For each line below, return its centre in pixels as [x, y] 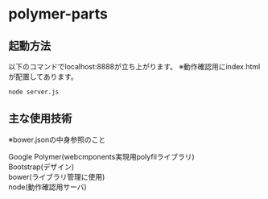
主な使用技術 [40, 119]
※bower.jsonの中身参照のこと [57, 139]
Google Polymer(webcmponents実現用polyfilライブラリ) [101, 156]
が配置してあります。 [43, 77]
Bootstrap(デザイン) [41, 167]
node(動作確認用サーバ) [47, 187]
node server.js [34, 92]
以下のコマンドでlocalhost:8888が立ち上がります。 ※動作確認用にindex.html [134, 66]
